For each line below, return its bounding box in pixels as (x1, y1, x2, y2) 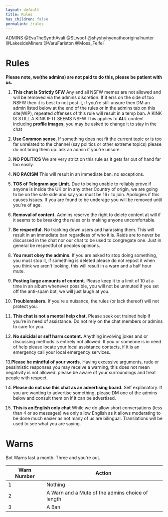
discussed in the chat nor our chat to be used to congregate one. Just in (12, 238, 162, 244)
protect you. (12, 303, 38, 309)
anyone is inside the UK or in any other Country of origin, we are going (12, 186, 158, 192)
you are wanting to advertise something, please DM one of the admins (12, 390, 158, 396)
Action (95, 470, 112, 477)
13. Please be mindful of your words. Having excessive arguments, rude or (5, 359, 159, 365)
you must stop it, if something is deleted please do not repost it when (12, 258, 155, 263)
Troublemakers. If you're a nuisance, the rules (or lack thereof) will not (12, 298, 159, 304)
